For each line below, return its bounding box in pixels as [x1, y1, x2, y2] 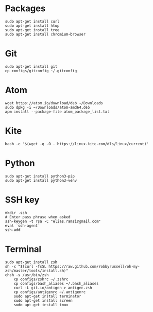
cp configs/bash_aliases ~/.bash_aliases [14, 281, 99, 286]
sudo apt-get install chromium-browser [5, 32, 86, 37]
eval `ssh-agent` [5, 223, 40, 228]
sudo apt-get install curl [5, 19, 60, 24]
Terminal [5, 243, 42, 254]
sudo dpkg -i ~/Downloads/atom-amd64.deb [5, 105, 90, 110]
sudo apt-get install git [5, 64, 57, 69]
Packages [5, 3, 46, 14]
